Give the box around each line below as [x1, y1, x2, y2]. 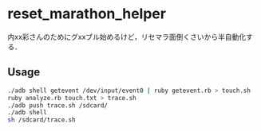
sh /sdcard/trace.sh [7, 116, 77, 124]
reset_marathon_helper [7, 5, 167, 23]
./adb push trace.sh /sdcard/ [7, 101, 109, 110]
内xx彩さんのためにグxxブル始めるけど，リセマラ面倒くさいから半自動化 [7, 32, 247, 41]
